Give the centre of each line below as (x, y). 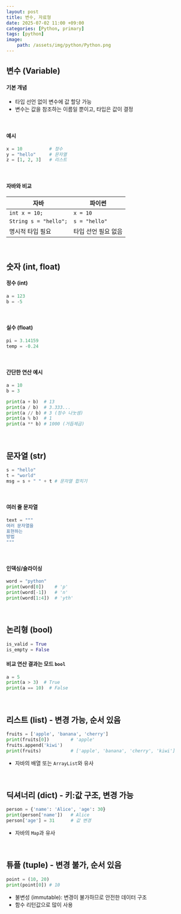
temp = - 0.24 (22, 346)
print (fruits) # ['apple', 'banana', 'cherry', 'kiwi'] (91, 751)
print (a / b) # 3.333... (38, 407)
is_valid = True (26, 644)
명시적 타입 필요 (30, 231)
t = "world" (21, 475)
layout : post (22, 12)
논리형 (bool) (29, 630)
